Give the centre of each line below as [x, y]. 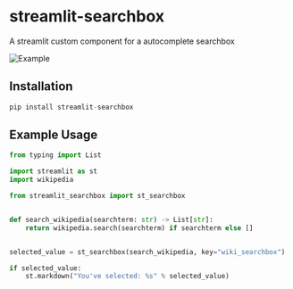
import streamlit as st [54, 171]
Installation [41, 87]
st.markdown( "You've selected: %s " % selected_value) [127, 277]
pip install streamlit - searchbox [71, 107]
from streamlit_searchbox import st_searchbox [97, 196]
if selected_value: [46, 268]
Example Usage [54, 135]
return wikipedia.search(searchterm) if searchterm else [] [139, 228]
